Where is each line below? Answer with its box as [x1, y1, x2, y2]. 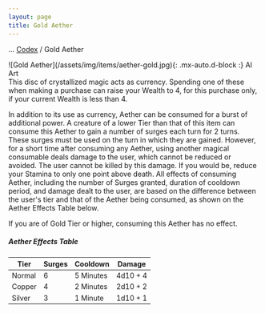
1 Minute [74, 293, 104, 303]
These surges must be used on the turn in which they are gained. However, [8, 134, 256, 144]
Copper [11, 282, 38, 291]
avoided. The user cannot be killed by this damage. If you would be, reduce [8, 160, 258, 170]
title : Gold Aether [8, 21, 74, 30]
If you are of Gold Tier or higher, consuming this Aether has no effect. [8, 219, 238, 228]
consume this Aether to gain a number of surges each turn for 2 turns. [8, 126, 240, 136]
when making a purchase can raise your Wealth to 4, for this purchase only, [8, 85, 258, 95]
